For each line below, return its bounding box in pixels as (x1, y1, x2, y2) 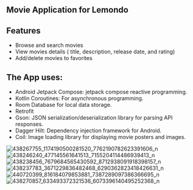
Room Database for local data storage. (15, 101, 112, 109)
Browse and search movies (15, 42, 83, 49)
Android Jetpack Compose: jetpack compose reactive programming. (15, 88, 188, 96)
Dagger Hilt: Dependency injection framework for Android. (15, 127, 162, 134)
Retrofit (15, 107, 34, 115)
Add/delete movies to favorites (15, 55, 93, 62)
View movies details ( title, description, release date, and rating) (15, 48, 175, 55)
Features (6, 25, 41, 36)
